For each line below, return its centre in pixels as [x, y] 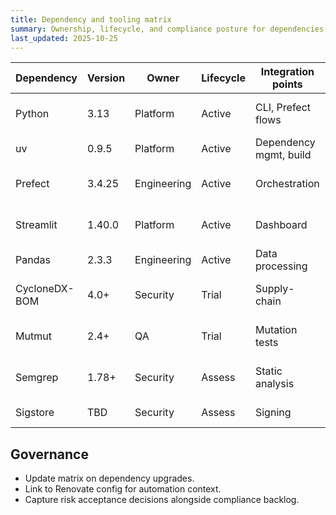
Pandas [33, 260]
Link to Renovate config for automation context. [123, 489]
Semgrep [37, 378]
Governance [49, 454]
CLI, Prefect [283, 108]
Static [268, 371]
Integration [287, 72]
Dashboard [281, 225]
